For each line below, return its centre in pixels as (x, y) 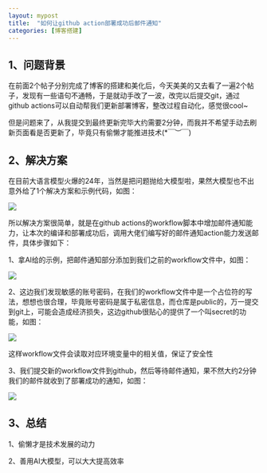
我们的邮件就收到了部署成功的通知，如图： (78, 381)
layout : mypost (33, 16)
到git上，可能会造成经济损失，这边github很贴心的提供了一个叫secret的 (124, 312)
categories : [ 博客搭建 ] (45, 30)
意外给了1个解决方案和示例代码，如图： (73, 191)
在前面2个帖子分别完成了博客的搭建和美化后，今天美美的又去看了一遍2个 (128, 85)
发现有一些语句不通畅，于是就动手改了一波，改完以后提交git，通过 (131, 96)
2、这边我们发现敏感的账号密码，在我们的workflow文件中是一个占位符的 (127, 292)
